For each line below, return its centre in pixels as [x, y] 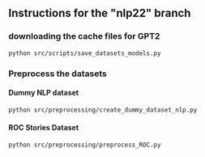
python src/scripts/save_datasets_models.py [85, 53]
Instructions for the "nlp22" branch [100, 13]
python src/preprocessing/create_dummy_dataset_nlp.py [103, 110]
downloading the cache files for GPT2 [84, 36]
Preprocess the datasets [58, 74]
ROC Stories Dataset [44, 128]
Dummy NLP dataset [44, 93]
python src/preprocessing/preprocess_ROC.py [85, 145]
